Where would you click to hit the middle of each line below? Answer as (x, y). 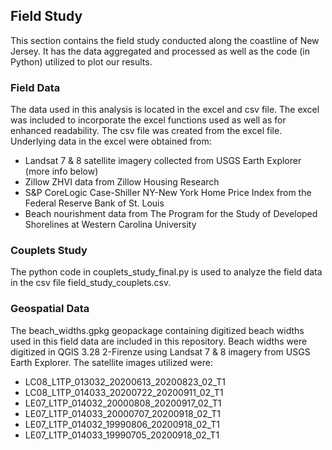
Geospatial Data (50, 309)
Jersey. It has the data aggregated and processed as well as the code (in (160, 51)
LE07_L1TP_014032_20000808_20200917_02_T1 (123, 403)
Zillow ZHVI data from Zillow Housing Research (122, 182)
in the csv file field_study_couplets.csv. (91, 283)
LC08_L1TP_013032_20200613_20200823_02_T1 (125, 381)
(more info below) (61, 171)
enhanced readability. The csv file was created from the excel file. (146, 131)
